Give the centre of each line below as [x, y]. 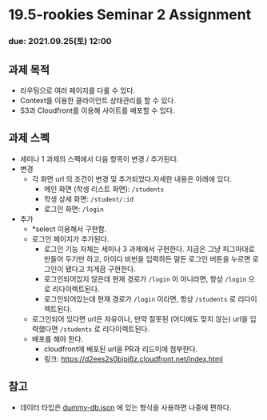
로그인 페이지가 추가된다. [70, 238]
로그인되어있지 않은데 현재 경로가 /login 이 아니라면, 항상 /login [145, 278]
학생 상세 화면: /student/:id [89, 198]
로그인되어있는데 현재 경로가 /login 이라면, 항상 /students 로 [140, 298]
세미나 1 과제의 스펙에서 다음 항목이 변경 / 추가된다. [99, 158]
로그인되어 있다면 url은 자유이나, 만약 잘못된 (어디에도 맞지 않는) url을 [140, 318]
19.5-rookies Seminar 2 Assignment [130, 15]
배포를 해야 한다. [58, 338]
